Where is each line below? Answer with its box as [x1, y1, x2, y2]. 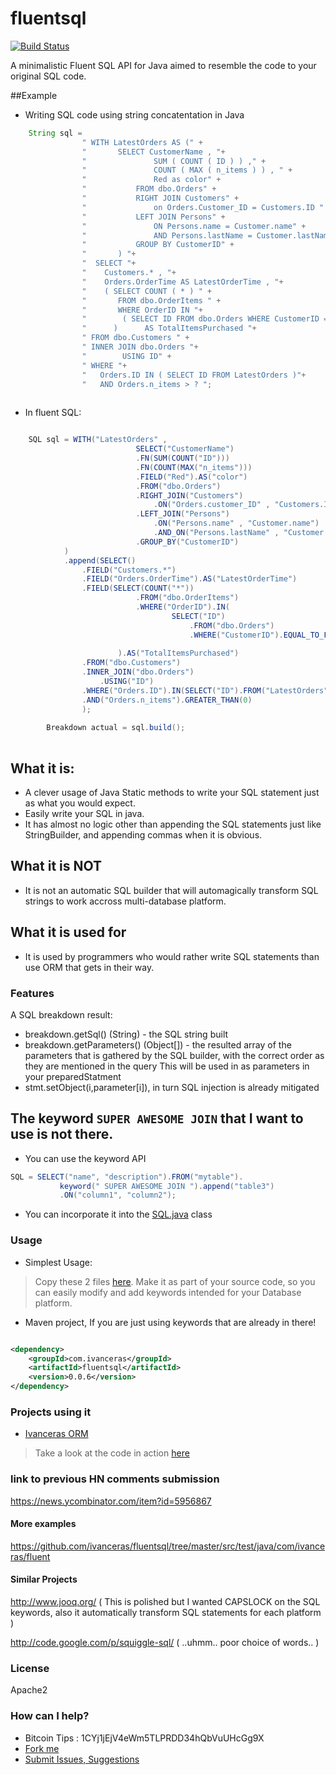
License [10, 1661, 50, 1675]
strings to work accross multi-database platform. [24, 895, 227, 907]
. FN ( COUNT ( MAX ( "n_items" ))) [135, 462, 253, 472]
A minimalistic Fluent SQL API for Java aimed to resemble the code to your [10, 59, 317, 71]
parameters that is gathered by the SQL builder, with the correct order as [24, 1049, 325, 1061]
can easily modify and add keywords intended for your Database [34, 1286, 302, 1298]
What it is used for [10, 924, 127, 941]
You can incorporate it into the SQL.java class [24, 1208, 213, 1221]
